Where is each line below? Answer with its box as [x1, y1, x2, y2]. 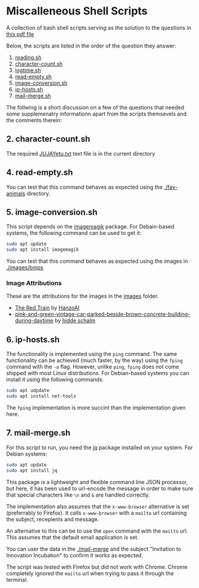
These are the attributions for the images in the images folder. [6, 293, 159, 300]
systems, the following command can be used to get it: [6, 230, 142, 237]
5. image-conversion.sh [6, 207, 98, 217]
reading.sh [14, 54, 42, 61]
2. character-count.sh [6, 134, 91, 144]
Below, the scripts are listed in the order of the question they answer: [6, 42, 177, 49]
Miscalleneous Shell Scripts [6, 4, 148, 18]
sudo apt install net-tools [6, 393, 77, 399]
